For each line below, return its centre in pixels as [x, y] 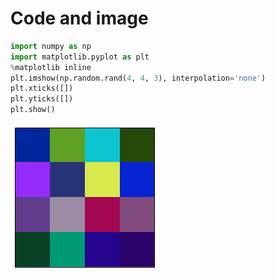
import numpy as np [51, 46]
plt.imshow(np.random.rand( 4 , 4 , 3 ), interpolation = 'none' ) [138, 78]
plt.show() [33, 110]
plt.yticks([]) [42, 99]
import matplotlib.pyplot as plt [80, 57]
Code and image [79, 18]
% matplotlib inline [51, 67]
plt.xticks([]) [42, 88]
